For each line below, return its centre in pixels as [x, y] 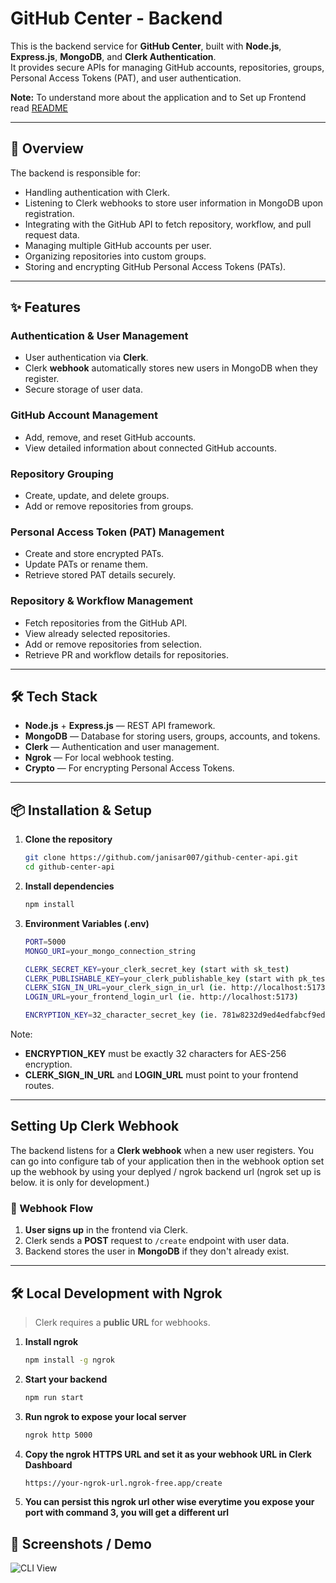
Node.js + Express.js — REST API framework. [120, 726]
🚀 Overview [47, 148]
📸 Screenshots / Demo [81, 1543]
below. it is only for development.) [80, 1182]
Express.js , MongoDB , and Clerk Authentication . [113, 56]
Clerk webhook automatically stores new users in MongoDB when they [171, 368]
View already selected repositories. [97, 633]
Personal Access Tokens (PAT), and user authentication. [126, 78]
